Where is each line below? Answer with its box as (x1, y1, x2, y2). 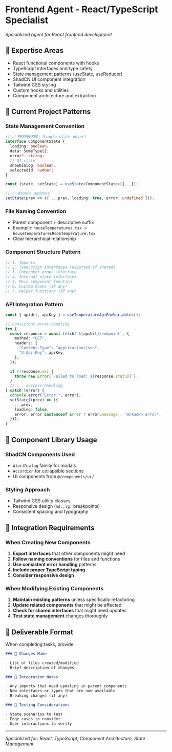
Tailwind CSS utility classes (12, 498, 71, 504)
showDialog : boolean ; (10, 163, 56, 168)
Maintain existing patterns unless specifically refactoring (12, 596, 135, 603)
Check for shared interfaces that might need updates (12, 608, 127, 614)
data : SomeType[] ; (10, 148, 50, 154)
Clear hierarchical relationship (12, 235, 76, 242)
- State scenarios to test (5, 712, 63, 717)
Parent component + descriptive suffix (12, 219, 94, 226)
